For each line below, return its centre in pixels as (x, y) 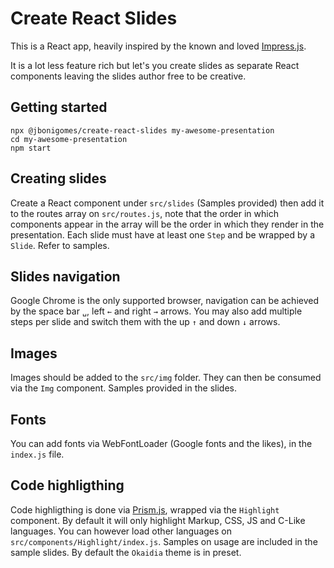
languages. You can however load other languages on (121, 531)
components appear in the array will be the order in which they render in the (167, 224)
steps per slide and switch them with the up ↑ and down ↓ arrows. (145, 322)
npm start (31, 148)
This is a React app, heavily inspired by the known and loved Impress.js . (158, 46)
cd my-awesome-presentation (69, 139)
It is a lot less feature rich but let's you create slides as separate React (155, 65)
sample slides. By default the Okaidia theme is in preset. (126, 552)
